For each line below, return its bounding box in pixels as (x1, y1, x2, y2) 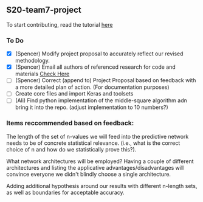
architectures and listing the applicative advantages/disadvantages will (6, 164, 184, 171)
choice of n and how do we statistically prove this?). (6, 145, 137, 153)
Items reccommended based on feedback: (6, 119, 134, 127)
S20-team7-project (6, 5, 81, 15)
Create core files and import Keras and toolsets (15, 90, 134, 97)
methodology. (15, 57, 50, 64)
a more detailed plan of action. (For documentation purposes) (15, 83, 170, 91)
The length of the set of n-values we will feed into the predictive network (6, 133, 189, 140)
